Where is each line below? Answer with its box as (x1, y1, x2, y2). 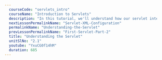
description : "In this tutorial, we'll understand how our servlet (9, 16, 148, 21)
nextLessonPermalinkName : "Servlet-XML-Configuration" (9, 20, 122, 26)
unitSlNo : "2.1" (9, 39, 42, 44)
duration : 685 (9, 47, 37, 52)
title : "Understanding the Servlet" (9, 34, 83, 39)
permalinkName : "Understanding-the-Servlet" (9, 25, 100, 30)
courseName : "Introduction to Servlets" (9, 12, 91, 16)
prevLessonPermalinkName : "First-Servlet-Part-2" (9, 30, 111, 34)
